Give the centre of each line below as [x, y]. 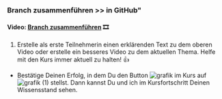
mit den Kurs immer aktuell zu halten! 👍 [73, 59]
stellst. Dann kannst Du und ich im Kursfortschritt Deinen [130, 83]
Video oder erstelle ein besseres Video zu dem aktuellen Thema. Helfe [116, 52]
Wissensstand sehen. [47, 90]
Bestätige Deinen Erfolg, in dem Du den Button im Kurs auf [112, 75]
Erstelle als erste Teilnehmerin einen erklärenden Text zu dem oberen [115, 45]
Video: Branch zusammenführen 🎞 [58, 27]
